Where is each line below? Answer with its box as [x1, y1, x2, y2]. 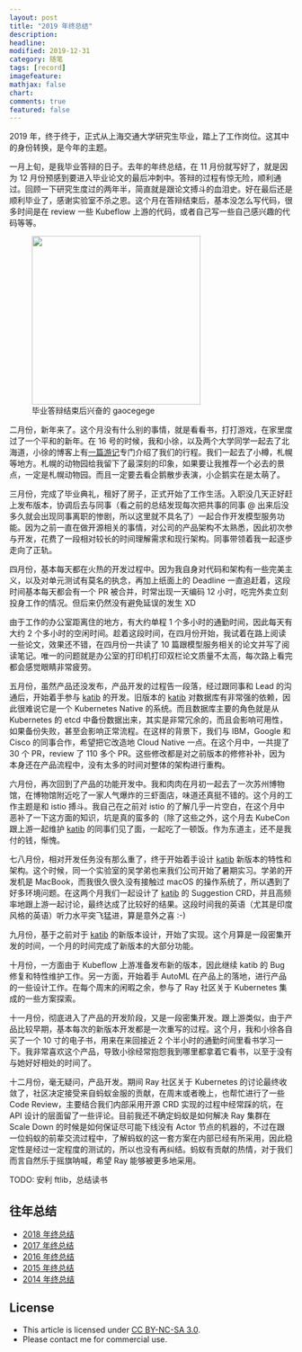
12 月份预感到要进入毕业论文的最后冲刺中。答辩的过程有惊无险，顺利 [19, 173, 274, 184]
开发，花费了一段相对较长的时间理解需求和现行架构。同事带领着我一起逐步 [16, 533, 293, 544]
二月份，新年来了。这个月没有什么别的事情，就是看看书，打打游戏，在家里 [9, 425, 285, 435]
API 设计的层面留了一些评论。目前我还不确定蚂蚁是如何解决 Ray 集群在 [9, 1110, 271, 1121]
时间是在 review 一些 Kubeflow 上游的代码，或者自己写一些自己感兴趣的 [16, 206, 283, 217]
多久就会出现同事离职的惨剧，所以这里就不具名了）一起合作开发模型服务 [9, 511, 277, 522]
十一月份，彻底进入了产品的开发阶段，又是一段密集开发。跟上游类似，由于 [9, 1013, 285, 1024]
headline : [9, 38, 47, 48]
